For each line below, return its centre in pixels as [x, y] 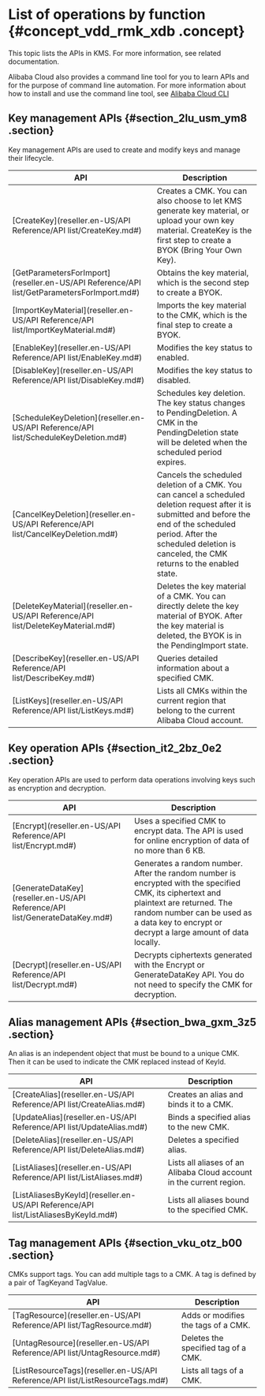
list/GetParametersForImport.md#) [76, 292]
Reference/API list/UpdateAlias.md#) [80, 1127]
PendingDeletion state [198, 432]
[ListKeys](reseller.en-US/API [68, 700]
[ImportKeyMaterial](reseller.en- [73, 310]
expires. [172, 461]
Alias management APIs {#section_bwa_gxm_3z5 [132, 1022]
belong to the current [196, 710]
